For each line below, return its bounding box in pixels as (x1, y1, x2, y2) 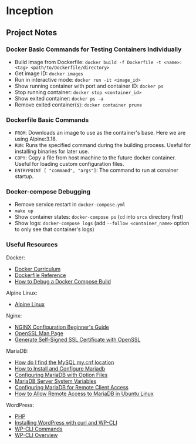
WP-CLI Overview (14, 431, 58, 439)
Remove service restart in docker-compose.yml (14, 201, 126, 208)
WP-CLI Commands (14, 425, 63, 432)
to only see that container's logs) (14, 226, 95, 233)
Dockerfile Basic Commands (6, 116, 89, 124)
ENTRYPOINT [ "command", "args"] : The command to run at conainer (14, 166, 179, 174)
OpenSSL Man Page (14, 329, 63, 336)
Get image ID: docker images (14, 69, 84, 77)
